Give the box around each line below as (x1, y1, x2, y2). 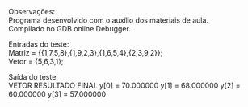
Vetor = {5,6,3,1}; (8, 56, 64, 66)
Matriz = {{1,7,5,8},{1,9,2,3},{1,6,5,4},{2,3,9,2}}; (8, 48, 163, 57)
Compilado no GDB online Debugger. (8, 24, 131, 33)
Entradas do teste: (8, 39, 69, 49)
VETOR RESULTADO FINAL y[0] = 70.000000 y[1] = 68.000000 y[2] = (8, 80, 241, 90)
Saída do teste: (8, 72, 59, 81)
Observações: (8, 7, 55, 16)
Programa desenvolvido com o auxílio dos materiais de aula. (8, 15, 208, 25)
